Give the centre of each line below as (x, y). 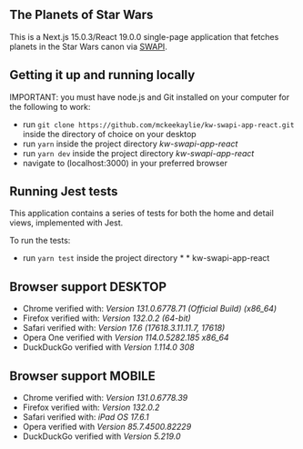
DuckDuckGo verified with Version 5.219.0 (101, 436)
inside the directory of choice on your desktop (110, 134)
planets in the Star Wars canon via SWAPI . (89, 46)
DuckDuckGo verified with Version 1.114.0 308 (108, 347)
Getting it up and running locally (102, 75)
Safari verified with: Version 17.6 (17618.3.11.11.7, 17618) (124, 328)
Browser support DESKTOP (88, 287)
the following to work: (50, 106)
